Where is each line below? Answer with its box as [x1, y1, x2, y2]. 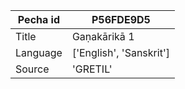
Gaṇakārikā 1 [71, 30, 135, 43]
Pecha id [17, 13, 61, 26]
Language [15, 46, 63, 59]
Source [15, 62, 50, 76]
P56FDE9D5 [91, 13, 151, 26]
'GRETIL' [71, 62, 113, 76]
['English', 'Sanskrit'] [71, 46, 170, 59]
